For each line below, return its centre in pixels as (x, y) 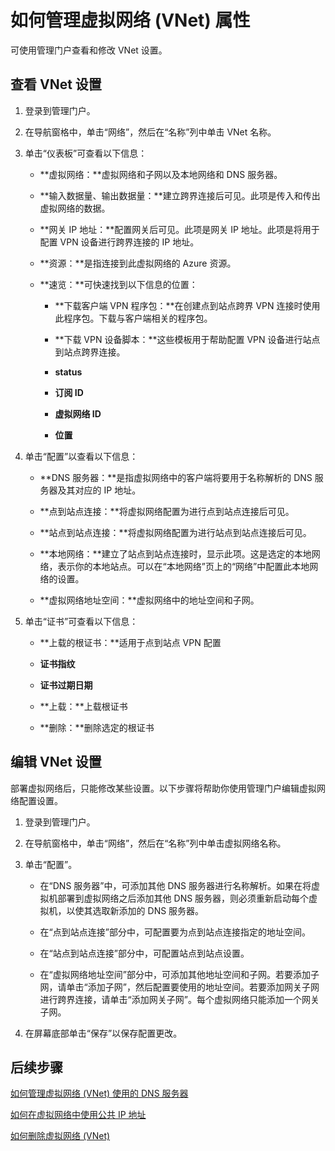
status (68, 372)
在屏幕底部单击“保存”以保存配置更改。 (103, 1033)
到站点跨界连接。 (90, 352)
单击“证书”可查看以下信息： (81, 621)
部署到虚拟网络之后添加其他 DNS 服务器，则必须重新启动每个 (183, 898)
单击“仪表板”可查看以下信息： (86, 153)
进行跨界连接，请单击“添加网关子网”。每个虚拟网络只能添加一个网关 (179, 999)
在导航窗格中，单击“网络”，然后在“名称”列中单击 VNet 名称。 (150, 132)
